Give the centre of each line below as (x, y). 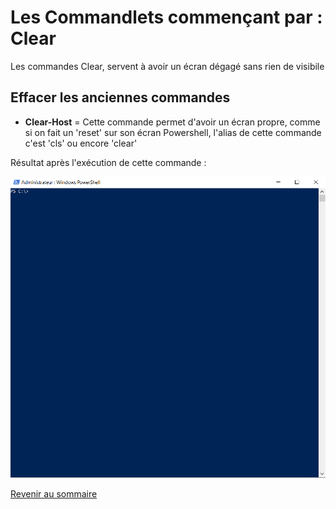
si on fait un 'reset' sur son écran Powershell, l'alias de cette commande (173, 132)
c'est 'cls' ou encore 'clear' (81, 143)
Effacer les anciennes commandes (120, 97)
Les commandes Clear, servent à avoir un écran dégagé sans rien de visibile (167, 66)
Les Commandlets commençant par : (166, 17)
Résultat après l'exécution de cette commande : (108, 162)
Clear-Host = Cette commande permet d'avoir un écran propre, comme (172, 122)
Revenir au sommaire (54, 493)
